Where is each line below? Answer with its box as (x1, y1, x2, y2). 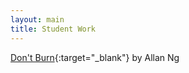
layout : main (10, 14, 65, 25)
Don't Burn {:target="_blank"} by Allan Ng (10, 51, 180, 63)
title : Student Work (10, 24, 97, 34)
